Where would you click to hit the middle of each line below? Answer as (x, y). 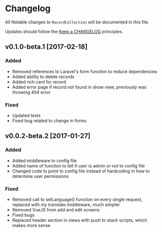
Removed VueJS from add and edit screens (56, 210)
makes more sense (31, 225)
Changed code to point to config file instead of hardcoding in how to (81, 171)
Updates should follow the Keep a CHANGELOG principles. (64, 31)
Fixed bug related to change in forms (49, 121)
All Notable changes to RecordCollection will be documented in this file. (77, 22)
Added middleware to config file (44, 160)
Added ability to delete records (43, 77)
